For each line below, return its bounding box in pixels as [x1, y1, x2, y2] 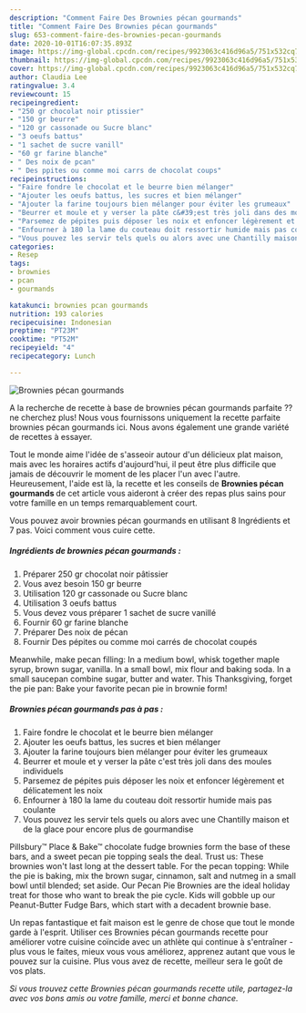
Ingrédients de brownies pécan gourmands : [9, 546, 181, 557]
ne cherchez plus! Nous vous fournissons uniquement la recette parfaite [9, 412, 280, 423]
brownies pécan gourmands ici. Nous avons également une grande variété [9, 421, 290, 433]
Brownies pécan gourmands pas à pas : [9, 703, 164, 715]
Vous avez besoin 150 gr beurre [22, 578, 143, 588]
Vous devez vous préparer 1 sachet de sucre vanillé [22, 607, 217, 618]
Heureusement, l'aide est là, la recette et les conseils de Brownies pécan [9, 477, 284, 488]
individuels [22, 765, 64, 776]
